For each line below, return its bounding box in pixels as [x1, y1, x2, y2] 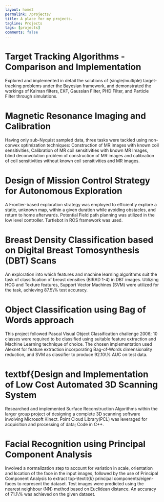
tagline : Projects [5, 21, 42, 26]
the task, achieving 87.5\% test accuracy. [5, 287, 88, 293]
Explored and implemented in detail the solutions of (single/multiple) [5, 77, 143, 83]
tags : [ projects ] [5, 25, 41, 30]
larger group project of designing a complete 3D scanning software [5, 411, 141, 417]
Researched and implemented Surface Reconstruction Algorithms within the [5, 406, 158, 411]
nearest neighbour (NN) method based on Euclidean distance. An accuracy [5, 486, 156, 492]
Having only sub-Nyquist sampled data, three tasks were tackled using [5, 137, 147, 143]
